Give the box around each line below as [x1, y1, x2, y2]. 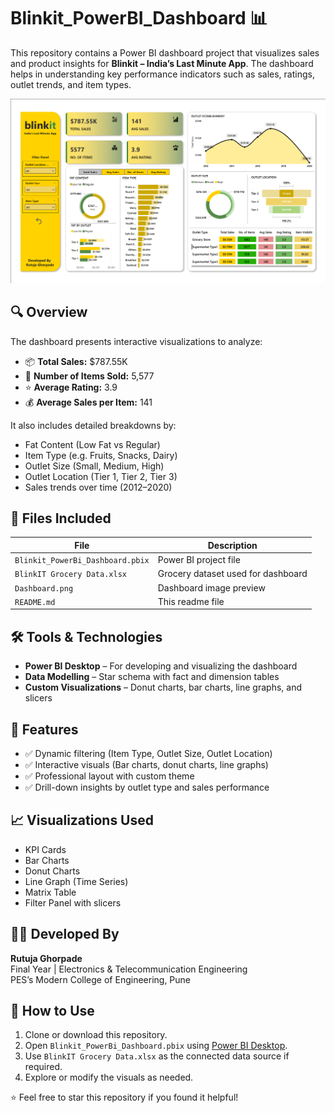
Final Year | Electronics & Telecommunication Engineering [10, 963, 248, 975]
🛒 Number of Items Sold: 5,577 [24, 370, 155, 382]
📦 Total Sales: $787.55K [24, 355, 128, 367]
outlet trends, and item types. [10, 78, 132, 90]
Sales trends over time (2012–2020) [24, 481, 173, 493]
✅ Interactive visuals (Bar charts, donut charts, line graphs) [24, 759, 269, 770]
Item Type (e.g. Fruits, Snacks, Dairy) [24, 449, 178, 461]
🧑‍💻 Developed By [10, 926, 120, 943]
